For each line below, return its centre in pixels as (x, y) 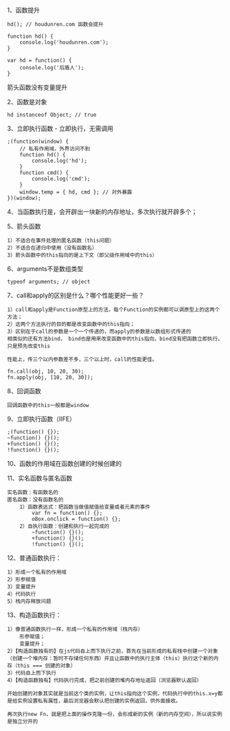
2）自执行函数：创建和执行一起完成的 (65, 526)
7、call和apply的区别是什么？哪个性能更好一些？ (76, 295)
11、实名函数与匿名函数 (40, 478)
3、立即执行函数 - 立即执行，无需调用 (60, 128)
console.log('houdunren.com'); (64, 43)
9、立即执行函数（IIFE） (41, 419)
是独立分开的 (23, 721)
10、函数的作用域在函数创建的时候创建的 (65, 463)
